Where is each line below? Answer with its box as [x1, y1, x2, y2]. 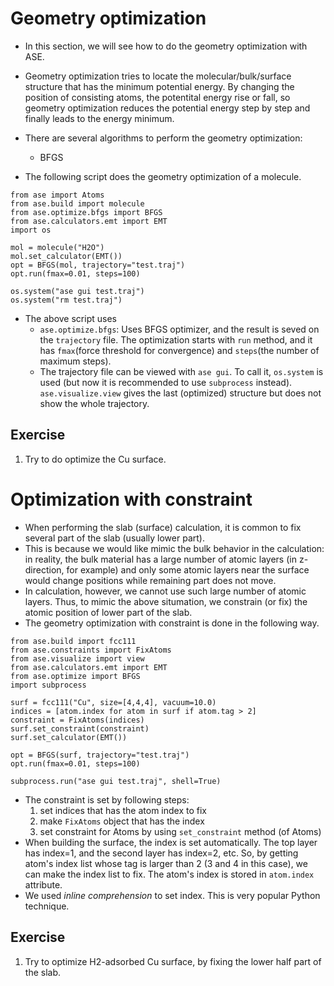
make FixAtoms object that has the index [39, 815, 205, 827]
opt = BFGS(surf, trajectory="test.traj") [10, 750, 190, 760]
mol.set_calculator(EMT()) [10, 251, 123, 261]
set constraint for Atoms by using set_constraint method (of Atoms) [39, 825, 322, 837]
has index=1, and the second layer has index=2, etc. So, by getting [24, 847, 299, 859]
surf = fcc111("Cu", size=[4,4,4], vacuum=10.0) [10, 697, 217, 707]
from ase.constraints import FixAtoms [10, 645, 172, 655]
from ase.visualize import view [10, 653, 145, 664]
